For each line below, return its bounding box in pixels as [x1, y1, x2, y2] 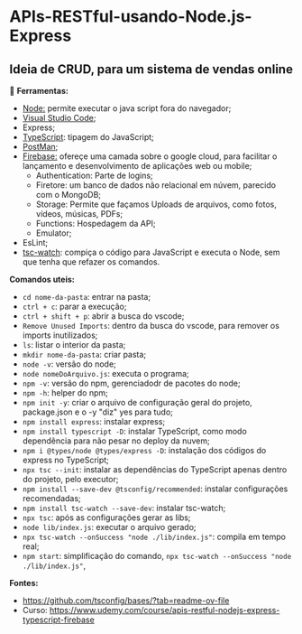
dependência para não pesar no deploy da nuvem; [22, 435, 210, 446]
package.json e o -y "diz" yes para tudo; [22, 406, 173, 417]
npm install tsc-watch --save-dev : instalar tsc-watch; [22, 503, 226, 513]
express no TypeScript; [22, 454, 110, 465]
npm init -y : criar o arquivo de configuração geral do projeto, [22, 397, 252, 407]
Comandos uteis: [9, 274, 75, 284]
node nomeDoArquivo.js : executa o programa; [22, 368, 189, 378]
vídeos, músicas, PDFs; [35, 209, 124, 219]
